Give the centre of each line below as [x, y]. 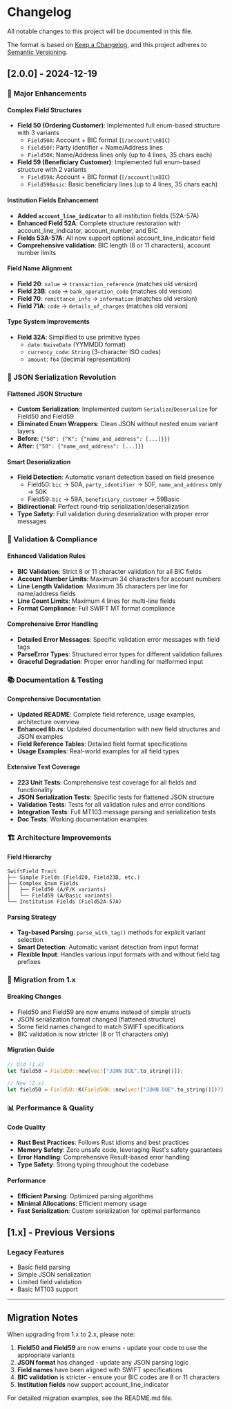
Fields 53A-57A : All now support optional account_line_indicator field [116, 238]
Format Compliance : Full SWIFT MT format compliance [96, 608]
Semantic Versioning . [37, 52]
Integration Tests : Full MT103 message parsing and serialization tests [116, 812]
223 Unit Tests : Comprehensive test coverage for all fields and [107, 782]
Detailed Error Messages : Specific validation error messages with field [118, 639]
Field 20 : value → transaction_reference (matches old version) [107, 283]
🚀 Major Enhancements [47, 94]
